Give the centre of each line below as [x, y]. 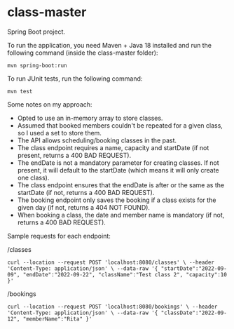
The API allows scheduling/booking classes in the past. [97, 140]
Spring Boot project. [36, 32]
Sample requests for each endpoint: [59, 236]
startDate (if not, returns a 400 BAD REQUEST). [86, 192]
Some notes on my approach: [50, 104]
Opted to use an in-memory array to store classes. [90, 118]
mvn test [20, 91]
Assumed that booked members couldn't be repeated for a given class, [120, 125]
